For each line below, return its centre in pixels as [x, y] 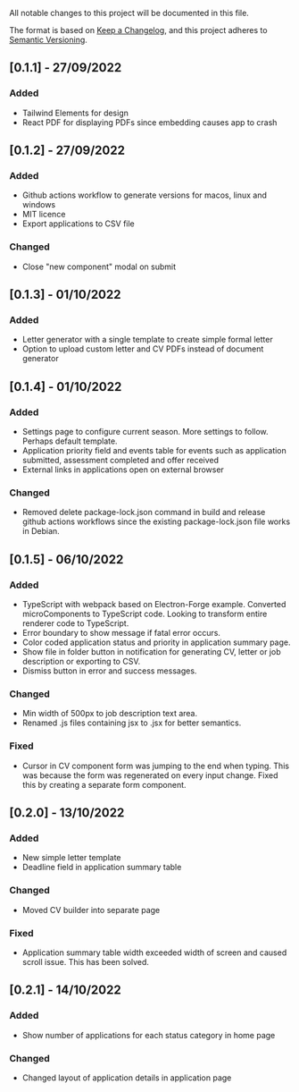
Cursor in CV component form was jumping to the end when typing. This [156, 766]
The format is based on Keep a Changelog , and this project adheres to [138, 30]
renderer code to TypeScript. [75, 623]
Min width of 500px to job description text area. [110, 714]
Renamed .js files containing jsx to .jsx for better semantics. [132, 723]
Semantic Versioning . [48, 40]
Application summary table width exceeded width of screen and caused [154, 952]
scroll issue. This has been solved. [86, 961]
